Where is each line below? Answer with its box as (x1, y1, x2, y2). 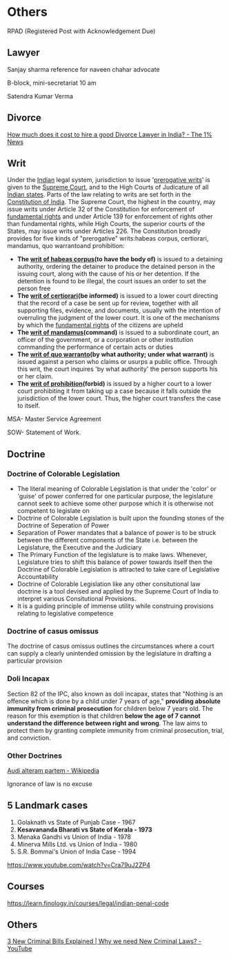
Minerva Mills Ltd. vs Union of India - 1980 (17, 840, 138, 848)
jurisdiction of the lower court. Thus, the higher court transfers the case (17, 394, 221, 403)
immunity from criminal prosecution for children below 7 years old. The (7, 704, 213, 712)
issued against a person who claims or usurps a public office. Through (17, 358, 218, 366)
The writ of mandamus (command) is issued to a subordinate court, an (17, 328, 219, 336)
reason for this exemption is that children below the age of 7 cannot (7, 711, 201, 720)
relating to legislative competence (17, 609, 114, 618)
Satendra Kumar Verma (7, 92, 74, 100)
